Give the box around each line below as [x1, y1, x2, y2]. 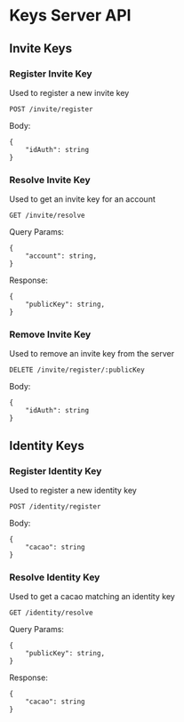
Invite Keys [9, 41, 73, 56]
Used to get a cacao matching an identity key [9, 591, 175, 602]
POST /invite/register [9, 104, 93, 114]
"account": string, [25, 252, 98, 261]
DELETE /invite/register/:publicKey [9, 365, 145, 374]
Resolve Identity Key [9, 571, 100, 583]
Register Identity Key [9, 464, 102, 477]
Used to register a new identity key [9, 485, 138, 496]
